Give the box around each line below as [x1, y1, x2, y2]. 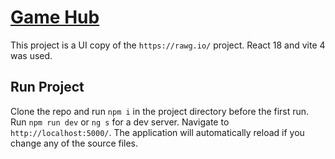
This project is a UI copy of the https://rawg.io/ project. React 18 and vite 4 [10, 39, 326, 51]
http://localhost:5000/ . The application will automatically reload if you [10, 126, 305, 138]
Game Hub [10, 6, 100, 29]
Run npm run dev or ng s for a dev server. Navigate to [10, 116, 230, 128]
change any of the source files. [10, 137, 139, 149]
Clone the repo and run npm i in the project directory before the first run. [10, 105, 310, 117]
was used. [10, 49, 53, 61]
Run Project [10, 79, 85, 96]
